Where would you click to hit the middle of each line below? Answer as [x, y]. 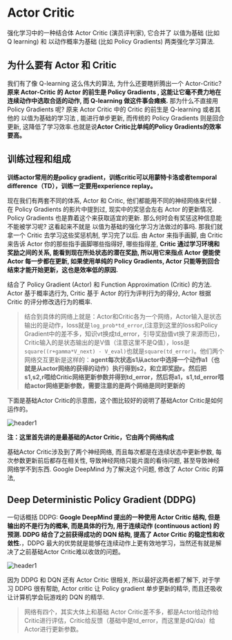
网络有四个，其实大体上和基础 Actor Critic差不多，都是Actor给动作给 [122, 612]
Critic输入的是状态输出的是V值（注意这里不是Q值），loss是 [107, 342]
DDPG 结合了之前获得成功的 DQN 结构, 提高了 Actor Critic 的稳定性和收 [124, 535]
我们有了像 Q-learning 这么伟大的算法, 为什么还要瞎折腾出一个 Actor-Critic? [115, 83]
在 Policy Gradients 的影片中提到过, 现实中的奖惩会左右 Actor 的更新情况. [110, 209]
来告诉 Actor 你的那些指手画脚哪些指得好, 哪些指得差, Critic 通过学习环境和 [113, 244]
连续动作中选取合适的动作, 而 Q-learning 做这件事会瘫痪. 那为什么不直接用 [113, 100]
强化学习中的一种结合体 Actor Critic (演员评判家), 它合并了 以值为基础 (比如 [113, 33]
